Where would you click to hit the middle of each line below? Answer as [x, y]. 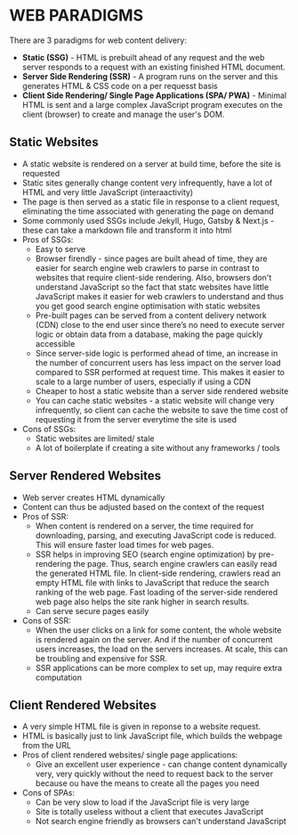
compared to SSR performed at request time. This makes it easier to [160, 372]
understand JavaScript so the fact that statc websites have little [152, 287]
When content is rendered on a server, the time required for [145, 526]
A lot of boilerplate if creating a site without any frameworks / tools [157, 447]
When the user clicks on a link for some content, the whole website [158, 630]
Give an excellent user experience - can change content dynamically [161, 765]
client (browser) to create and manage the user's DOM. [123, 114]
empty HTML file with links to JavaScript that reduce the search [152, 582]
